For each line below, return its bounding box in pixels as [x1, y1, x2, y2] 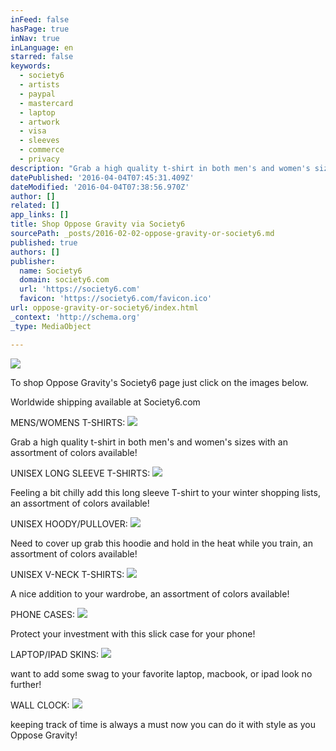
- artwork [19, 117, 60, 127]
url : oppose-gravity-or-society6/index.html [10, 303, 199, 313]
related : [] [10, 201, 60, 211]
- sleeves [19, 136, 60, 146]
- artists [19, 80, 60, 90]
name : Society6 [19, 266, 83, 276]
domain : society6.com [19, 275, 110, 285]
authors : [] [10, 247, 60, 257]
